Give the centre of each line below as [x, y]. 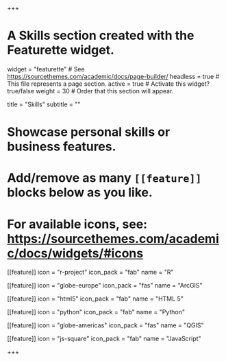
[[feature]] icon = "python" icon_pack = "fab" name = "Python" [96, 312]
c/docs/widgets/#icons [75, 253]
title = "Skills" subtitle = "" [44, 104]
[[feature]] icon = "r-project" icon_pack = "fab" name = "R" [90, 272]
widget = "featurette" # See [46, 69]
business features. [62, 147]
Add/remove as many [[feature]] [104, 178]
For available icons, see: [77, 224]
